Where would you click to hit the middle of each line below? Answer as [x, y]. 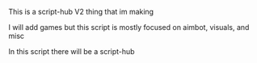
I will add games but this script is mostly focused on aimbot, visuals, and [129, 27]
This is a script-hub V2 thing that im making [81, 12]
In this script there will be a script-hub [72, 51]
